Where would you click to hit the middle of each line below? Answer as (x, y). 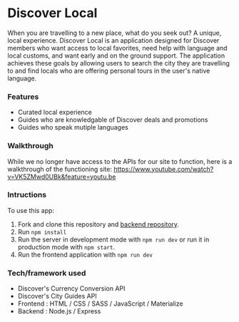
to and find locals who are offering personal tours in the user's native (109, 71)
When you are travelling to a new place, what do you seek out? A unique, (115, 33)
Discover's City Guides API (57, 296)
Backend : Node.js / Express (59, 311)
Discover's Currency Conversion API (71, 289)
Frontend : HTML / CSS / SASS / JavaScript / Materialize (100, 303)
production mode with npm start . (66, 246)
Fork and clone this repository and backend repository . (98, 224)
